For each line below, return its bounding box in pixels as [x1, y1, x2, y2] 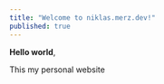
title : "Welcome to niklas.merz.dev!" [9, 13, 156, 23]
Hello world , [9, 46, 56, 57]
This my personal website [9, 64, 106, 75]
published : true [9, 22, 71, 31]
